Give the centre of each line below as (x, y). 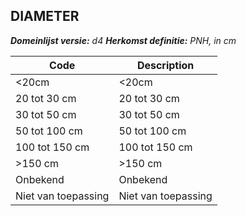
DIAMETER (45, 16)
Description (165, 65)
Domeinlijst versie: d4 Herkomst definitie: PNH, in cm (123, 40)
